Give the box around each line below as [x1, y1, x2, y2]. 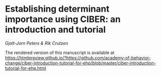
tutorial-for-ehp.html [5, 65, 46, 71]
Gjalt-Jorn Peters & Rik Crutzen [5, 40, 68, 46]
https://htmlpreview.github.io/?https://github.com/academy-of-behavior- [5, 55, 151, 60]
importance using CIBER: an [5, 14, 121, 25]
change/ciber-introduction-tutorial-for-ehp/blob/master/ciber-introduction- [5, 60, 156, 66]
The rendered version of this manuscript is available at [5, 50, 115, 56]
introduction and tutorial [5, 24, 106, 35]
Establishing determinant [5, 3, 110, 15]
